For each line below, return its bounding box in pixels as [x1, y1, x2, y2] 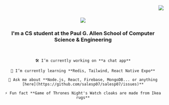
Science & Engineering [54, 36, 112, 43]
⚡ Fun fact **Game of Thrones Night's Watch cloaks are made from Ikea [5, 91, 161, 96]
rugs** [76, 95, 90, 100]
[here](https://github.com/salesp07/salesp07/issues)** [22, 82, 144, 87]
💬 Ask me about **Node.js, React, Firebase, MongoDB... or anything [8, 77, 158, 83]
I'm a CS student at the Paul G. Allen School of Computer [11, 30, 155, 37]
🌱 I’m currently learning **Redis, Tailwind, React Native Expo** [10, 68, 156, 73]
